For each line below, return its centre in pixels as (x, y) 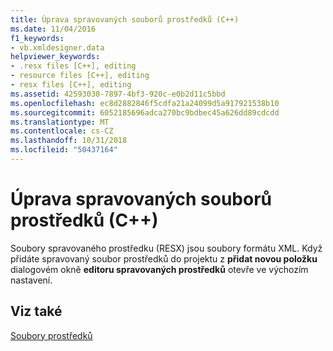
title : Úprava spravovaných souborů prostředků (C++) (125, 19)
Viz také (36, 311)
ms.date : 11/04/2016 (53, 29)
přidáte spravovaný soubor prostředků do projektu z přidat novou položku (164, 258)
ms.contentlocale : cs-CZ (62, 131)
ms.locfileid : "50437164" (64, 150)
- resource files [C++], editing (80, 76)
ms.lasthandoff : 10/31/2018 (69, 141)
